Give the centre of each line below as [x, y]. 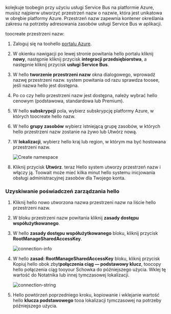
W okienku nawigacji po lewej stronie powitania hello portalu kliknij [83, 54]
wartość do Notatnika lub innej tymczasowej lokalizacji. [71, 275]
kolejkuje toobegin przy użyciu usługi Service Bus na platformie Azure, [80, 7]
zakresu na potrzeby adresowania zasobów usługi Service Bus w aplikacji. [84, 24]
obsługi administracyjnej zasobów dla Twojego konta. [69, 178]
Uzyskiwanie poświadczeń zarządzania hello [62, 191]
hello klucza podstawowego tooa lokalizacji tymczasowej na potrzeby [87, 301]
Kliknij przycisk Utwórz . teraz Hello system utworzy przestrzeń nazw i [87, 167]
